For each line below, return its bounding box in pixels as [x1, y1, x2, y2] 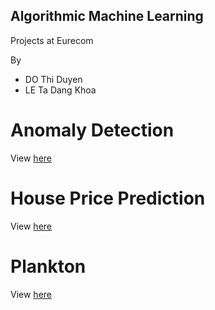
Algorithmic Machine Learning [10, 8, 204, 25]
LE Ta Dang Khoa [24, 84, 97, 96]
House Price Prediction [10, 187, 206, 209]
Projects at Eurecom [10, 34, 94, 46]
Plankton [10, 255, 87, 278]
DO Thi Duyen [24, 73, 83, 85]
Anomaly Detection [10, 119, 175, 141]
